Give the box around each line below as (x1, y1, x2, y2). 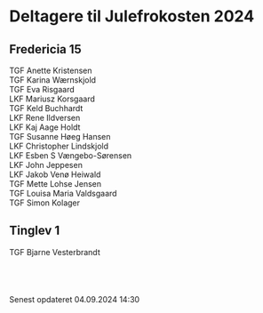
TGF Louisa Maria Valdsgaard (9, 189, 117, 198)
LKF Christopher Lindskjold (9, 140, 109, 151)
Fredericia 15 (9, 42, 82, 57)
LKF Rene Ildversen (9, 113, 81, 123)
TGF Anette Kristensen (9, 65, 92, 76)
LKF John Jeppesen (9, 160, 83, 170)
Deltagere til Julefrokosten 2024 (9, 6, 255, 27)
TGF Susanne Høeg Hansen (9, 132, 111, 141)
